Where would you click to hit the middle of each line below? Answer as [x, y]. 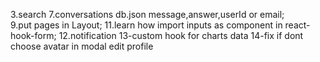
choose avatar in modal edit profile [82, 46]
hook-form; [33, 35]
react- [297, 25]
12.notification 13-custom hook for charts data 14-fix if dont [181, 35]
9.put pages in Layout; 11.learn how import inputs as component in [146, 25]
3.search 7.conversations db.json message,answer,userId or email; [147, 14]
